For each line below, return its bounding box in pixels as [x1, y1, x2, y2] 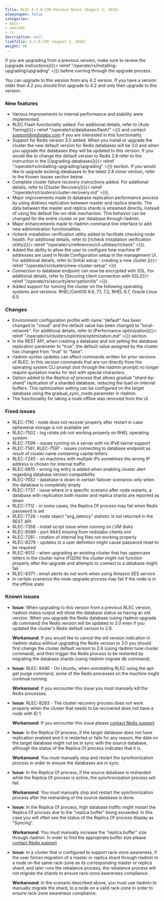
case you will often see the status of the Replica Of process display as [12, 814, 154, 820]
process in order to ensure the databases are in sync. [12, 760, 120, 766]
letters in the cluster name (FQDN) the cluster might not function [12, 555, 142, 561]
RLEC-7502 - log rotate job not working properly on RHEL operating [12, 430, 149, 436]
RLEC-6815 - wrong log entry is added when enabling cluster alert [12, 466, 146, 472]
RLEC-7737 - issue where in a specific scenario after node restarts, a [12, 487, 152, 493]
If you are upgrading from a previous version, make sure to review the [5, 57, 146, 63]
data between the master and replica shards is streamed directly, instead [12, 205, 160, 211]
